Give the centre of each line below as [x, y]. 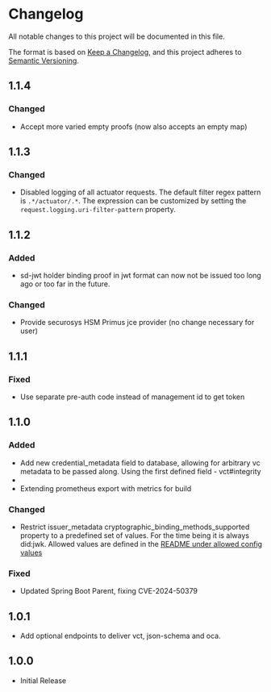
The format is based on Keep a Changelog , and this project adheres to [125, 52]
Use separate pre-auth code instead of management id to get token [132, 397]
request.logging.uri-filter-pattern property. [98, 210]
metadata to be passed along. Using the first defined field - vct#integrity [140, 471]
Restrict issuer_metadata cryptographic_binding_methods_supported [135, 527]
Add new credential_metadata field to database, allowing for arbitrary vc [140, 463]
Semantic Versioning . [44, 60]
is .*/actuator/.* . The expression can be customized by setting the [133, 201]
